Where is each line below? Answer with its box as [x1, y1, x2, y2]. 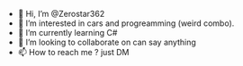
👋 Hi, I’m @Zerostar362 [17, 9, 105, 19]
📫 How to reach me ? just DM [17, 47, 130, 57]
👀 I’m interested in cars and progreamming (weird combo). [17, 18, 235, 29]
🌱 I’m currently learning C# [17, 28, 118, 37]
